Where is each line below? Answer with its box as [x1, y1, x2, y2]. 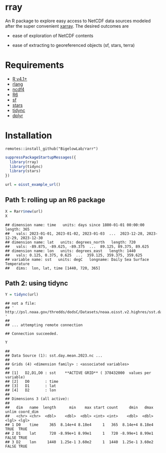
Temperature [5, 261, 30, 266]
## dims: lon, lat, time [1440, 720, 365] [5, 266, 100, 271]
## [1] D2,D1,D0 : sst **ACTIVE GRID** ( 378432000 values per [5, 371, 152, 375]
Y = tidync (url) [5, 292, 39, 297]
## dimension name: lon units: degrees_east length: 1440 [5, 248, 136, 253]
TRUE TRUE [5, 427, 28, 432]
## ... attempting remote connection [5, 323, 83, 328]
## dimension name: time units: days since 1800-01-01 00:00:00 [5, 222, 145, 227]
